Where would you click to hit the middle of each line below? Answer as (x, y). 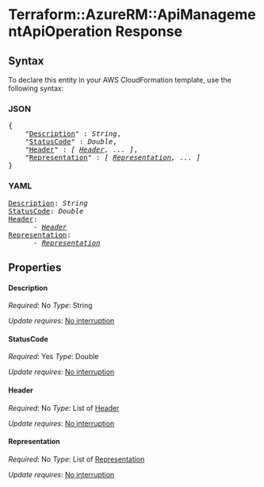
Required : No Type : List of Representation (77, 459)
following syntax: (36, 88)
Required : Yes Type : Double (54, 357)
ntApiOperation (60, 31)
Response (149, 31)
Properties (35, 267)
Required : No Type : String (50, 305)
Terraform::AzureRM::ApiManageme (132, 15)
